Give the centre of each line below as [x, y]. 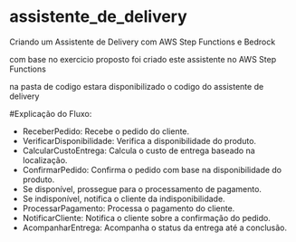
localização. [45, 160]
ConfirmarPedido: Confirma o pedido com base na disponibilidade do [152, 169]
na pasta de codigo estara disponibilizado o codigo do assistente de [137, 86]
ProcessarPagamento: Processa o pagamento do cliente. [129, 208]
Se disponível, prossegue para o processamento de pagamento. [142, 189]
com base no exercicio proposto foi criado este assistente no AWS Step [143, 59]
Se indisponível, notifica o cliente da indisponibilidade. [124, 198]
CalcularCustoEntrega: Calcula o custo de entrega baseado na [138, 150]
